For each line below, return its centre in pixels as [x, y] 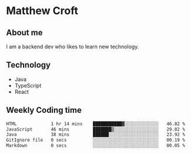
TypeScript [28, 85]
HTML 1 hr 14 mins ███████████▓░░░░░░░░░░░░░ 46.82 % [95, 124]
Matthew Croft [42, 11]
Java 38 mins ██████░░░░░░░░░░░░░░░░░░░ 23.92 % [95, 135]
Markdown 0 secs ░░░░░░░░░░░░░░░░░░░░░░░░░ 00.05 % [95, 146]
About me [24, 33]
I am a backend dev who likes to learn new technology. [73, 46]
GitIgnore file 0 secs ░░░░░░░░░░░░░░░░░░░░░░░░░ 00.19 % [95, 140]
